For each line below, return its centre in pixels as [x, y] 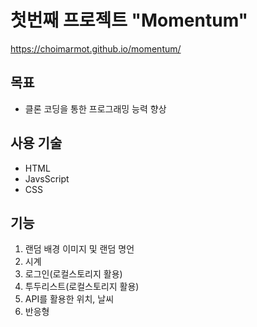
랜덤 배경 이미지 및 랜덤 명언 [79, 249]
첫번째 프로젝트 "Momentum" [129, 20]
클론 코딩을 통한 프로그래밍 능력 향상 [95, 108]
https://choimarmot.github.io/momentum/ [96, 48]
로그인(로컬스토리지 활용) [73, 274]
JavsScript [47, 178]
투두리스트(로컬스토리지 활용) [82, 287]
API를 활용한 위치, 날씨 [69, 299]
